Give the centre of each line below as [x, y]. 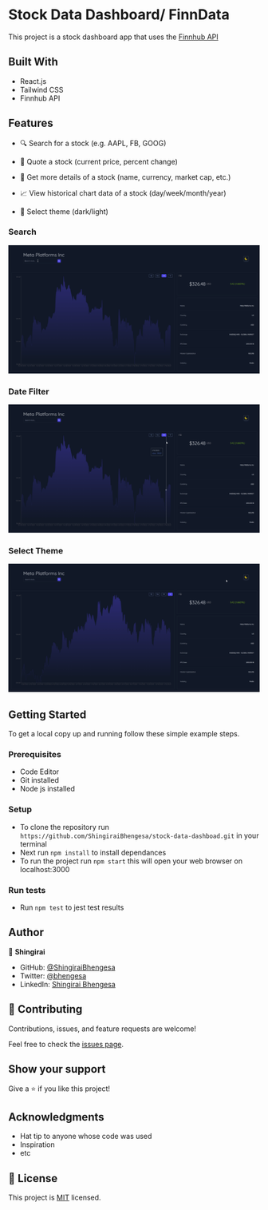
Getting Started [47, 714]
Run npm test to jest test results [72, 907]
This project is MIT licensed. [55, 1197]
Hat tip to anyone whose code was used [86, 1137]
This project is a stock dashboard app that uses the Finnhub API [114, 37]
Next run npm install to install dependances [93, 852]
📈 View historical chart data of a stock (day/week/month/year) [123, 192]
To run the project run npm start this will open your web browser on [131, 861]
